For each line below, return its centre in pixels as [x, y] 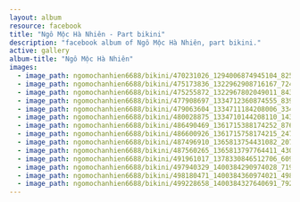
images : [24, 68]
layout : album [36, 17]
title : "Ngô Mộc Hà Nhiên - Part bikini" [87, 34]
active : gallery [39, 51]
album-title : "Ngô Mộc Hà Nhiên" [71, 59]
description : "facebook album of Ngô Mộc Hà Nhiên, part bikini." [135, 42]
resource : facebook [46, 26]
